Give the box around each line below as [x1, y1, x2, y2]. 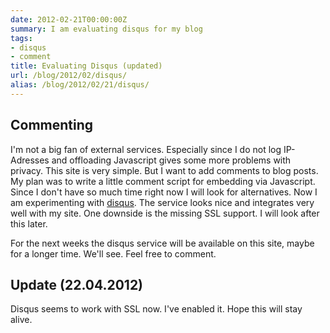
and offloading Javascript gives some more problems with [51, 154, 292, 166]
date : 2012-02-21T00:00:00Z [10, 14, 128, 25]
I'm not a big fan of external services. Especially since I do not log [10, 143, 282, 155]
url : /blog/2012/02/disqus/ [10, 71, 128, 81]
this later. [10, 217, 48, 230]
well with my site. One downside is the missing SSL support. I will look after [10, 207, 320, 219]
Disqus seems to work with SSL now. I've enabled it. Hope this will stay [10, 303, 303, 315]
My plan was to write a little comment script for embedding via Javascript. [10, 175, 316, 187]
